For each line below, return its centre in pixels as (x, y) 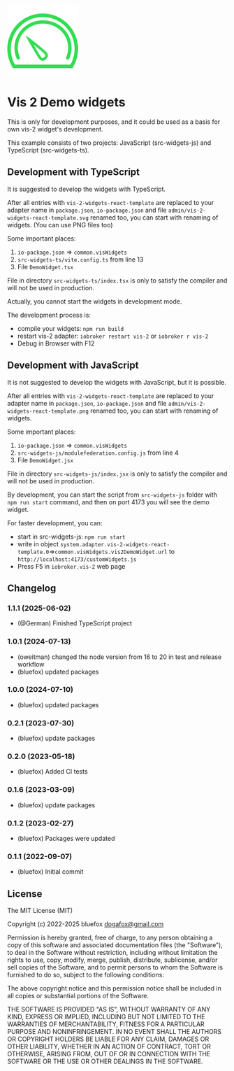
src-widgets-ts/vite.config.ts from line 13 (80, 259)
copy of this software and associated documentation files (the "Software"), (115, 945)
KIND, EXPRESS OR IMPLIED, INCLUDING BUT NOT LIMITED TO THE (106, 1017)
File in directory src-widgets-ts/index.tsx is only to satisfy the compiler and (117, 280)
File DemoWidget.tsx (45, 267)
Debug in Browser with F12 (56, 343)
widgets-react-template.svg (48, 218)
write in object (38, 544)
